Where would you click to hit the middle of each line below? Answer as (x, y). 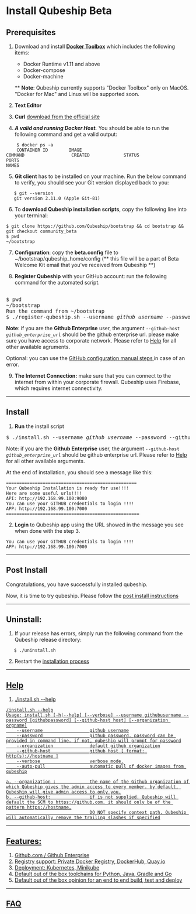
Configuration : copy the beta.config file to (66, 252)
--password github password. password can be (95, 736)
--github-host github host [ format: (80, 751)
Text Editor (28, 105)
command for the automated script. (57, 283)
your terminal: (31, 215)
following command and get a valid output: (66, 134)
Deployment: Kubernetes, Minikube (57, 868)
